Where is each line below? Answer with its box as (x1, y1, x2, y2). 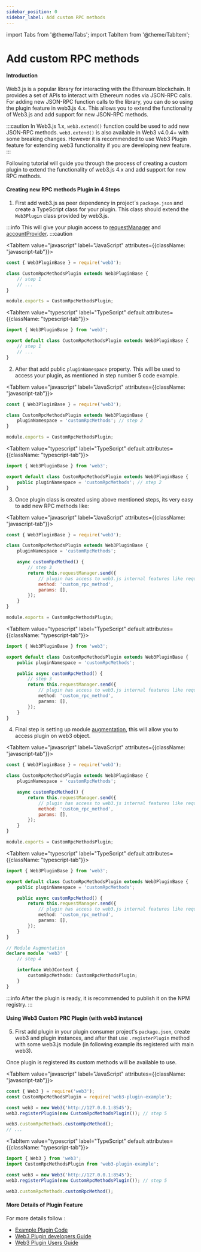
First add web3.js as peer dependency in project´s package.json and (14, 199, 184, 207)
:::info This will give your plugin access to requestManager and (6, 224, 162, 231)
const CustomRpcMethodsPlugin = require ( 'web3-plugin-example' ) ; (6, 1094, 172, 1100)
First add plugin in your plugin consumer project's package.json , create (14, 1028, 190, 1035)
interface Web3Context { (17, 967, 79, 973)
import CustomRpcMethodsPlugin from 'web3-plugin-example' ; (6, 1161, 160, 1167)
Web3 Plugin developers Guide (14, 1232, 92, 1239)
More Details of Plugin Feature (6, 1201, 83, 1209)
